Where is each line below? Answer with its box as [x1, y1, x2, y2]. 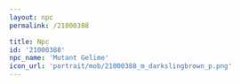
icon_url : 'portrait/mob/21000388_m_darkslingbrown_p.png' [9, 62, 233, 71]
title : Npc [9, 37, 50, 46]
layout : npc [9, 12, 53, 22]
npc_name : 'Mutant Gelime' [9, 54, 109, 63]
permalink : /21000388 [9, 21, 90, 30]
